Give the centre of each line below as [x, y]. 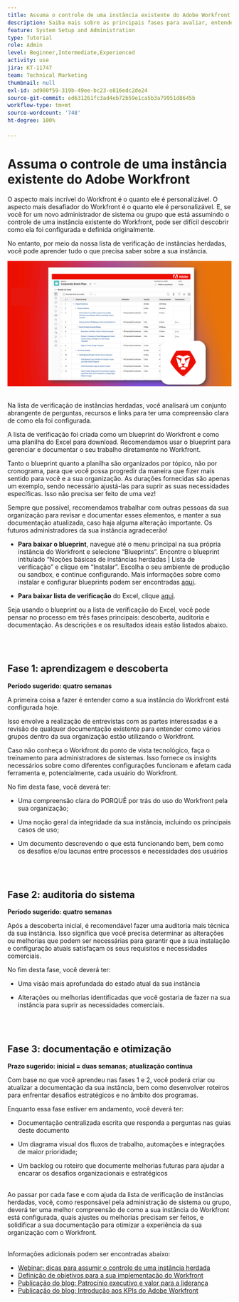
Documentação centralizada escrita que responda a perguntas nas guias [124, 1123]
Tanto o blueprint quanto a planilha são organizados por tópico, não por [112, 463]
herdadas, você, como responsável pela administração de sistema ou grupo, [119, 1202]
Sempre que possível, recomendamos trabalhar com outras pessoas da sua [118, 508]
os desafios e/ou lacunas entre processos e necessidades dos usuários [123, 851]
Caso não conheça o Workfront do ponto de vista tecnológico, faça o [108, 750]
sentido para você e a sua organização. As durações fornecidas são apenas [119, 478]
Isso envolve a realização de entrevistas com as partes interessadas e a [113, 721]
